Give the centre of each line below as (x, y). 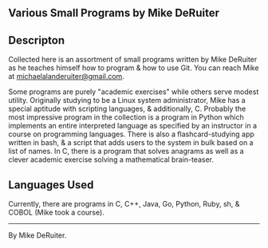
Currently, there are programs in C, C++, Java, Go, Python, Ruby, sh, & (124, 204)
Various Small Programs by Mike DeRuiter (114, 13)
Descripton (37, 40)
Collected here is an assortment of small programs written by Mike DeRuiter (133, 60)
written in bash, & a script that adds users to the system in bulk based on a (131, 143)
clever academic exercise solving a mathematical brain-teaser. (111, 159)
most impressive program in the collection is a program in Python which (126, 117)
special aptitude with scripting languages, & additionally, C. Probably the (127, 109)
